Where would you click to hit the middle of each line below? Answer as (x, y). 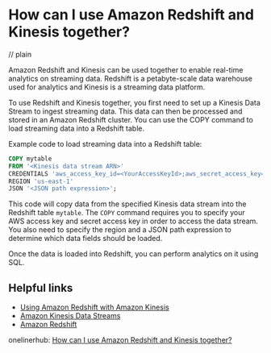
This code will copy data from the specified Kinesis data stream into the (127, 204)
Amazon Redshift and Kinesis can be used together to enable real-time (126, 69)
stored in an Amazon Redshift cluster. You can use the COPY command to (131, 119)
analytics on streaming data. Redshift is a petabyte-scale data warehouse (130, 78)
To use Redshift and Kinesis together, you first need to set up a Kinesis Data (134, 102)
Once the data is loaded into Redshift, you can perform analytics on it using (133, 254)
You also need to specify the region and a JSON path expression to (120, 230)
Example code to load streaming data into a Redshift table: (105, 143)
